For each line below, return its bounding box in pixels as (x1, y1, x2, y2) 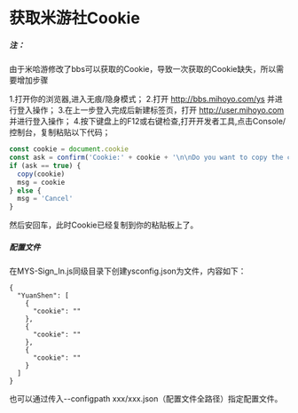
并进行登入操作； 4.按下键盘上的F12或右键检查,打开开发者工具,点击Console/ (9, 116, 286, 127)
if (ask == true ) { (9, 161, 82, 170)
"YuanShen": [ (17, 291, 69, 300)
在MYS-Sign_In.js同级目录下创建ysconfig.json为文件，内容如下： (9, 266, 247, 276)
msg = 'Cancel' (17, 195, 74, 203)
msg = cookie (17, 178, 66, 187)
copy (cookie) (17, 170, 66, 179)
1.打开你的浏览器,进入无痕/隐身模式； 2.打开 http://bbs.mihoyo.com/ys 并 (9, 94, 275, 105)
